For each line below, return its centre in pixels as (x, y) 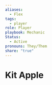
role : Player (18, 28)
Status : (13, 37)
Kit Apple (25, 75)
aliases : (14, 10)
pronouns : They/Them (26, 46)
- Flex (16, 14)
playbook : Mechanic (25, 32)
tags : (11, 19)
